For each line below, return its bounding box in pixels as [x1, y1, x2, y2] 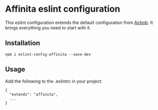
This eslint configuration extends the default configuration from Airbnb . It [5, 20, 153, 25]
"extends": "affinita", [9, 92, 58, 97]
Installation [5, 39, 40, 47]
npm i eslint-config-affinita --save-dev [5, 52, 91, 57]
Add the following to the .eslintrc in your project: [5, 78, 103, 84]
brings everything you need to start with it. [5, 24, 91, 30]
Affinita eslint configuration [5, 3, 120, 15]
